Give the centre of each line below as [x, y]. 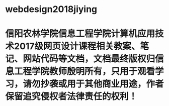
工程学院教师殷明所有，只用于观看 [85, 72]
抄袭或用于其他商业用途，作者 [102, 84]
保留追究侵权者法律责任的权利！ [71, 97]
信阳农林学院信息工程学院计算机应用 [80, 34]
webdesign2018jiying [51, 9]
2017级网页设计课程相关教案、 [77, 46]
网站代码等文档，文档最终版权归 [89, 59]
